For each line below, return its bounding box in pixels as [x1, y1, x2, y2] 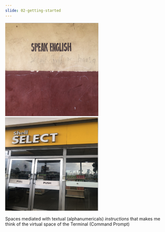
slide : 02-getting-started [5, 8, 61, 13]
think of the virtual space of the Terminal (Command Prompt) [5, 221, 130, 227]
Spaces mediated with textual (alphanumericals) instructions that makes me [5, 216, 161, 222]
